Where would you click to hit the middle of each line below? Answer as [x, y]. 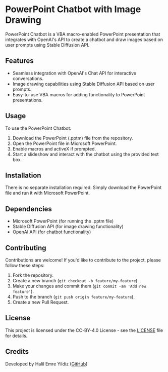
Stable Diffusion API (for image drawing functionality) [68, 227]
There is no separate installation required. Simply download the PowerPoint [83, 188]
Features [19, 61]
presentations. [27, 100]
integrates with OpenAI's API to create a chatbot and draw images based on [84, 40]
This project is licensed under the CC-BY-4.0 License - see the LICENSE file [84, 330]
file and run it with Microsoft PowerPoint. [47, 193]
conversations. [28, 78]
